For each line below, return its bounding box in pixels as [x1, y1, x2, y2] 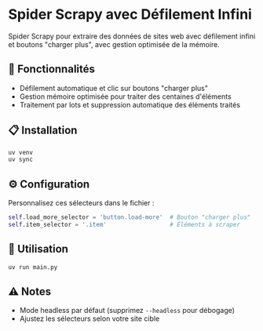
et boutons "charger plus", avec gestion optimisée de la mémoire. [8, 39, 220, 49]
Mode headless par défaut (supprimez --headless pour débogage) [19, 306, 236, 315]
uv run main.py [8, 263, 58, 271]
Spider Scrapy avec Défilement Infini [8, 5, 253, 24]
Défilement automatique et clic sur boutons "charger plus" [19, 83, 208, 93]
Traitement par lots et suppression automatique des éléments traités [19, 100, 241, 109]
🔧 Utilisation [8, 242, 69, 256]
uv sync [8, 155, 34, 164]
